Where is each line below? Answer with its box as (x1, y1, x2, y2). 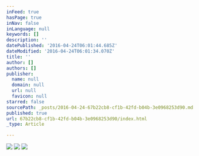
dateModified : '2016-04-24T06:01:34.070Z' (6, 48, 115, 54)
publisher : (6, 71, 34, 77)
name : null (11, 76, 39, 82)
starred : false (6, 99, 45, 105)
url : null (11, 88, 36, 94)
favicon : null (11, 93, 47, 99)
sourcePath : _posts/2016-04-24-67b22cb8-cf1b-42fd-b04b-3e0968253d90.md (6, 104, 194, 111)
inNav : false (6, 20, 39, 26)
